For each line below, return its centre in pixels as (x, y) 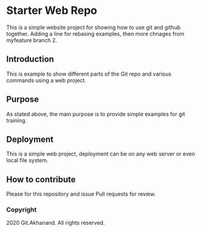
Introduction (30, 59)
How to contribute (41, 179)
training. (17, 120)
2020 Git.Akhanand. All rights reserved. (55, 223)
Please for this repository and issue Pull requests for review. (81, 194)
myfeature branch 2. (32, 40)
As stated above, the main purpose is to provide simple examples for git (96, 114)
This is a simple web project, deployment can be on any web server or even (101, 154)
